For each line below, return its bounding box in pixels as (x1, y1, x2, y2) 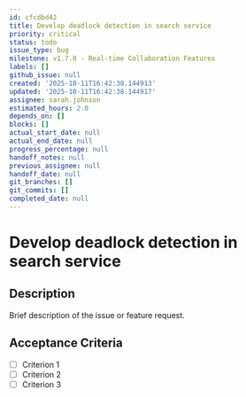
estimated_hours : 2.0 (9, 104, 89, 113)
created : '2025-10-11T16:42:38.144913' (9, 79, 157, 88)
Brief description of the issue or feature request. (9, 309, 186, 320)
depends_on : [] (9, 112, 65, 121)
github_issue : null (9, 71, 81, 80)
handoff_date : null (9, 169, 81, 178)
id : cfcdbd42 (9, 12, 58, 22)
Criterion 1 (21, 359, 60, 370)
